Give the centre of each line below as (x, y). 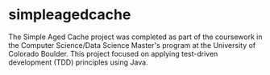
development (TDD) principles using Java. (78, 62)
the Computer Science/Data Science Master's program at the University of (132, 45)
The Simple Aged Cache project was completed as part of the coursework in (135, 37)
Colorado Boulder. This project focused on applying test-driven (113, 53)
